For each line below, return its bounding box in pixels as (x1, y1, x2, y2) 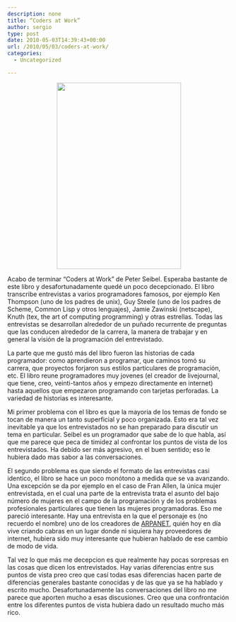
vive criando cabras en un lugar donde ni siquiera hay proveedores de (7, 526, 212, 535)
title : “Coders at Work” (7, 17, 81, 24)
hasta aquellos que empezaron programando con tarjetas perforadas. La (7, 386, 219, 395)
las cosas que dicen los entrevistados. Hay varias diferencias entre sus (7, 562, 214, 571)
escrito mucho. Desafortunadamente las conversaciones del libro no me (7, 585, 217, 594)
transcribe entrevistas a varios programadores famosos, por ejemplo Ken (7, 290, 220, 298)
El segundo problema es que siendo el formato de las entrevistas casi (7, 466, 210, 475)
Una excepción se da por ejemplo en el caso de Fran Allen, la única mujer (7, 481, 221, 490)
